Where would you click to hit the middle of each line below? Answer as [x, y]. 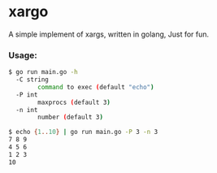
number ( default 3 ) [71, 117]
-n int [27, 110]
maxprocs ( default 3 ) [74, 102]
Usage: [23, 55]
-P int [27, 95]
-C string [32, 80]
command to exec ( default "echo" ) [96, 87]
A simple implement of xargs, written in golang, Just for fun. [109, 34]
